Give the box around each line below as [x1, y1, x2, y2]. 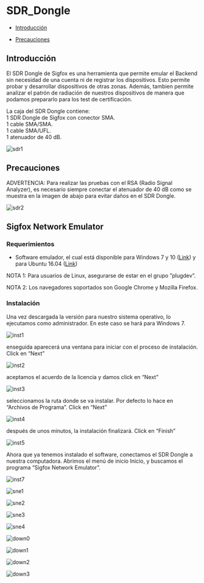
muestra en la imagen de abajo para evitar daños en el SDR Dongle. [6, 192, 176, 199]
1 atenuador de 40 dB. [6, 133, 62, 140]
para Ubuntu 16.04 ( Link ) [15, 260, 78, 267]
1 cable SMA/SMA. [6, 120, 53, 128]
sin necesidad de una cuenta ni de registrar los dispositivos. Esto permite [6, 76, 190, 83]
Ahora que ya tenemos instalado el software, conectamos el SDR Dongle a [6, 451, 193, 458]
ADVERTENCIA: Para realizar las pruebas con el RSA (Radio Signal [6, 179, 172, 186]
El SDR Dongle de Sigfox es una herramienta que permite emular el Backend [6, 70, 198, 77]
